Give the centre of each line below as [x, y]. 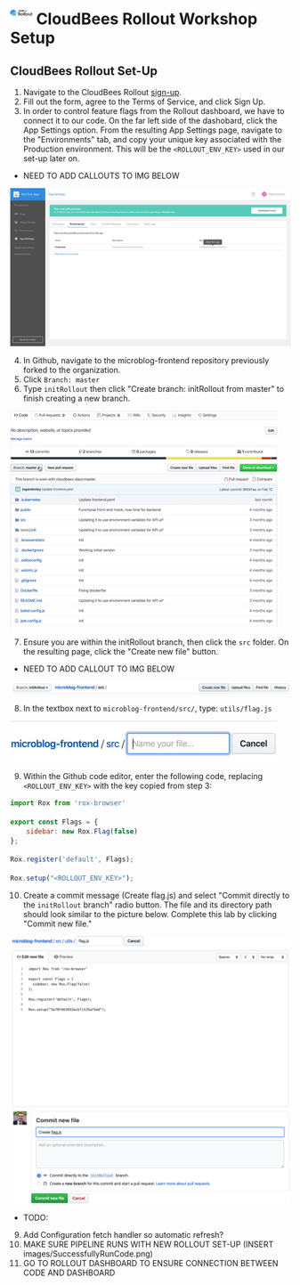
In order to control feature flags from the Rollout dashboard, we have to [154, 111]
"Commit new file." [57, 923]
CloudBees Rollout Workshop [147, 19]
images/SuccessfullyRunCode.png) [88, 1254]
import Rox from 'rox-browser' [68, 803]
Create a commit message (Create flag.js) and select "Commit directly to [156, 895]
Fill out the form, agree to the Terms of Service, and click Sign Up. [144, 102]
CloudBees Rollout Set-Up [84, 71]
